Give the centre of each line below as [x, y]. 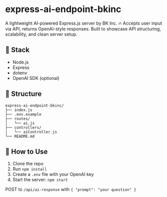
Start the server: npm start [40, 180]
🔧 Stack [18, 50]
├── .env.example [23, 114]
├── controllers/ [23, 127]
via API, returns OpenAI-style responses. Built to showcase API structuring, [83, 29]
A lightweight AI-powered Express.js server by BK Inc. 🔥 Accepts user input [84, 23]
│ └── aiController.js [31, 132]
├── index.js [19, 110]
